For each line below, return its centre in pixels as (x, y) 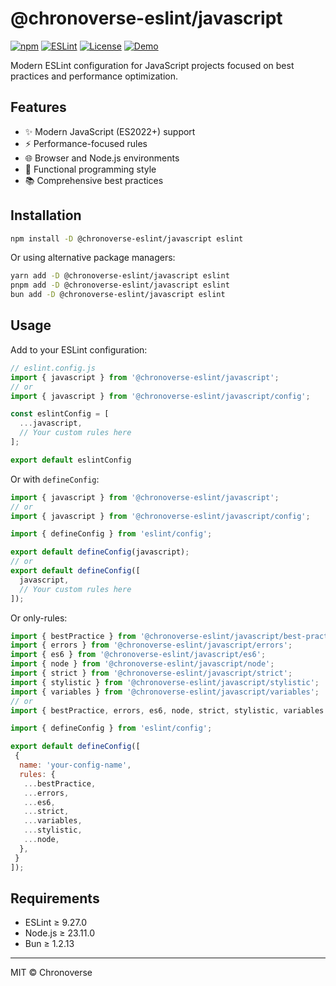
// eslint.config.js (53, 368)
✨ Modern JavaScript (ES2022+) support (110, 131)
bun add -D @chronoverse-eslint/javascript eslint (118, 295)
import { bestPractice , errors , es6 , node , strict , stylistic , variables (167, 710)
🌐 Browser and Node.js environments (102, 158)
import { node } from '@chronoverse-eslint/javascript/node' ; (142, 664)
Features (38, 107)
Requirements (55, 898)
